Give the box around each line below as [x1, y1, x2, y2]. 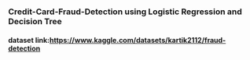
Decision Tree [8, 16, 63, 26]
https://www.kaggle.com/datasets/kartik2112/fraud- [50, 35, 226, 44]
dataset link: [8, 35, 50, 44]
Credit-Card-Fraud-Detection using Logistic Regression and [8, 6, 242, 17]
